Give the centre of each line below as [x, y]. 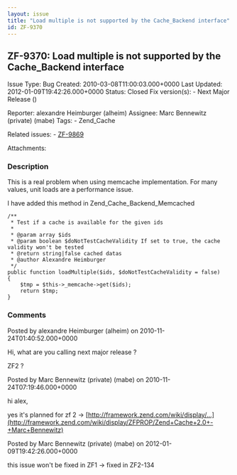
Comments [27, 315]
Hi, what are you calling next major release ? [72, 352]
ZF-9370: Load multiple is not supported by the [114, 56]
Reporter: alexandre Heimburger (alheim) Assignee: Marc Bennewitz [107, 113]
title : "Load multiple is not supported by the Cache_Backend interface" [119, 21]
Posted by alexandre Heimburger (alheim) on [73, 331]
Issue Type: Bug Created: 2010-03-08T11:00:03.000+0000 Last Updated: [115, 84]
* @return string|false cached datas [66, 254]
